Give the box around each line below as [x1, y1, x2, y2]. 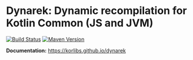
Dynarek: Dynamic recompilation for [6, 4, 187, 17]
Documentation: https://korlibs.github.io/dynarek [6, 47, 127, 54]
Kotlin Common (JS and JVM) [6, 16, 154, 30]
